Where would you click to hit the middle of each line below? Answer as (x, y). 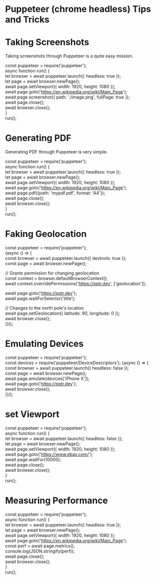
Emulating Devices (45, 344)
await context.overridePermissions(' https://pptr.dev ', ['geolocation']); (76, 284)
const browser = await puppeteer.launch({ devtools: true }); (66, 258)
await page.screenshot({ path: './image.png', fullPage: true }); (68, 97)
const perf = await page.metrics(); (40, 546)
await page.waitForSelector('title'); (40, 298)
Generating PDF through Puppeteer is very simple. (56, 152)
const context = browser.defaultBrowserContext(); (56, 278)
